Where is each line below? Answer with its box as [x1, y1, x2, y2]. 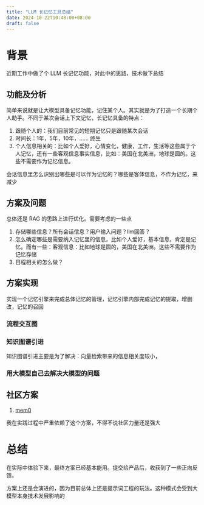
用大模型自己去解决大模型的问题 [6, 369, 100, 378]
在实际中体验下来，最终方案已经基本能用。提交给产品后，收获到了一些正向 [6, 464, 192, 471]
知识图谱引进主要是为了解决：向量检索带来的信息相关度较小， [6, 352, 161, 359]
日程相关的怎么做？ [15, 258, 64, 266]
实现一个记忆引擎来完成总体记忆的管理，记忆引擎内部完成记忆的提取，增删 [6, 295, 192, 302]
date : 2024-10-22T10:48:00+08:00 [6, 15, 91, 21]
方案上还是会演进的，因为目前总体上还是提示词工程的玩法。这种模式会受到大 [6, 484, 198, 492]
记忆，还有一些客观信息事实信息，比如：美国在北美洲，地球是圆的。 [20, 150, 191, 157]
